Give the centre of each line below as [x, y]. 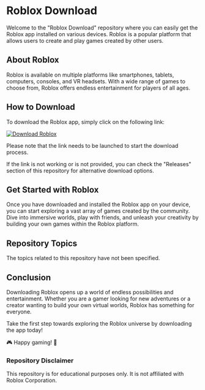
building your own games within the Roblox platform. [73, 224]
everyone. [19, 312]
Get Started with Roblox [53, 190]
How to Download [41, 107]
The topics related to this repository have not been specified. [83, 258]
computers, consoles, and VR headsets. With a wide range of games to [96, 81]
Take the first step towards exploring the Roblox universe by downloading [99, 323]
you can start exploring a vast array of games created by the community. [98, 211]
